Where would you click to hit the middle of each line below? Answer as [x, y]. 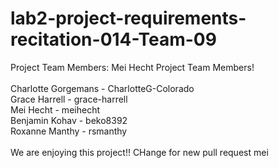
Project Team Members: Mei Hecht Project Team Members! [132, 67]
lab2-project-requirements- [128, 18]
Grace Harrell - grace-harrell [69, 99]
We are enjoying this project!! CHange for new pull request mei [139, 152]
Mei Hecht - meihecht [55, 109]
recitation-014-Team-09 [113, 39]
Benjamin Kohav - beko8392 [69, 120]
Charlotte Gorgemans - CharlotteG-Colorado [102, 88]
